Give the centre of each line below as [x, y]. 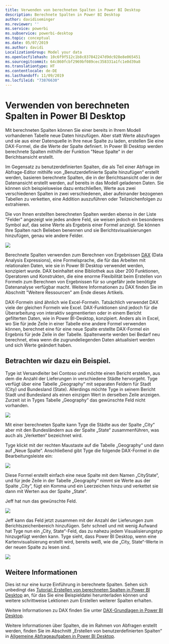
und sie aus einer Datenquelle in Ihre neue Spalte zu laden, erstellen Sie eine [84, 141]
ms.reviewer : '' [22, 24]
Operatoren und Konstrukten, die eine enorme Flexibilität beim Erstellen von [83, 276]
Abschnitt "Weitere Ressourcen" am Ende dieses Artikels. [65, 292]
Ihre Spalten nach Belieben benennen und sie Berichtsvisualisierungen [78, 230]
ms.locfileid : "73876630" [32, 80]
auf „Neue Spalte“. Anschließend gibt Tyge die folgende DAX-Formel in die [82, 451]
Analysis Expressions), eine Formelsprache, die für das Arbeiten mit [75, 260]
